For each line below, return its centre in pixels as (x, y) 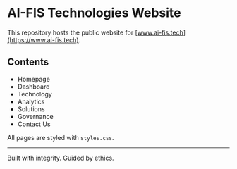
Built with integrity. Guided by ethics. (61, 158)
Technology (35, 94)
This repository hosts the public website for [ (72, 32)
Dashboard (34, 87)
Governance (36, 116)
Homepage (34, 79)
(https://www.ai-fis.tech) (43, 39)
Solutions (31, 109)
